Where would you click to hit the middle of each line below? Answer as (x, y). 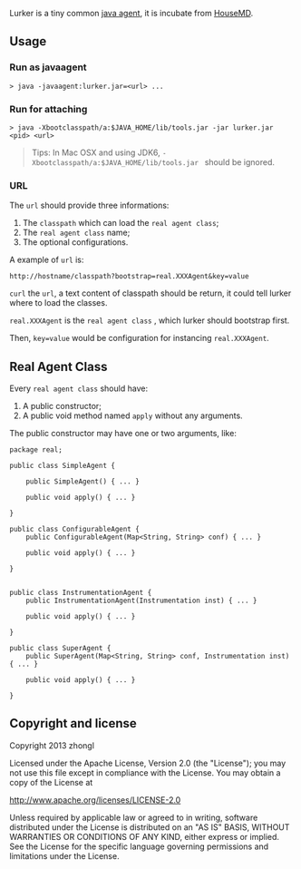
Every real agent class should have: (78, 388)
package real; (36, 450)
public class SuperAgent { (60, 649)
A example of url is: (47, 260)
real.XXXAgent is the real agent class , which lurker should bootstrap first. (150, 320)
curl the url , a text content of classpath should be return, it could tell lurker (150, 293)
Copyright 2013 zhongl (52, 745)
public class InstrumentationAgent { (81, 593)
